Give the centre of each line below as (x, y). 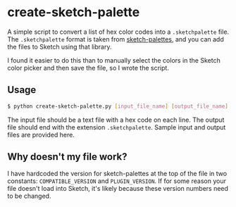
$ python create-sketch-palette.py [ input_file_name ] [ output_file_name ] (118, 106)
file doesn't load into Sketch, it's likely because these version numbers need (118, 189)
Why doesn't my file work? (67, 157)
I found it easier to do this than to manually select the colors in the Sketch (114, 60)
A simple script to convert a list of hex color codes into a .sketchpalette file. (118, 32)
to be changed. (29, 196)
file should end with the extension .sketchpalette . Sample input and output (117, 127)
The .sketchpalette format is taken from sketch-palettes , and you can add (116, 39)
